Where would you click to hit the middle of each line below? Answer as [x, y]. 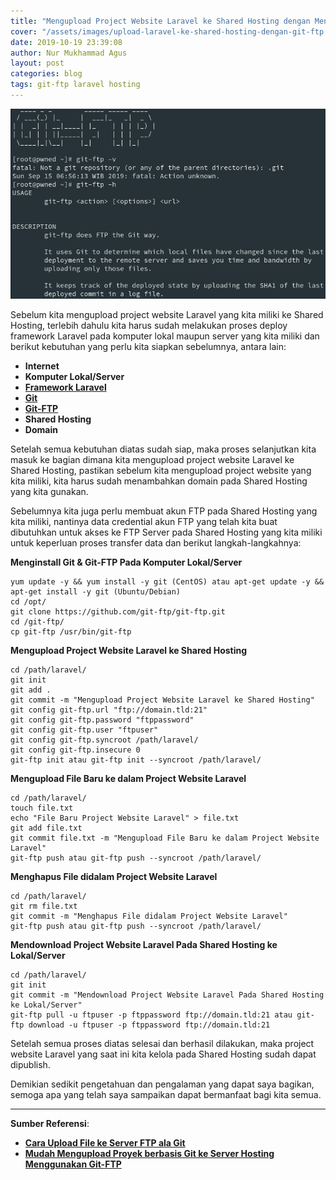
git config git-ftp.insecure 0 [75, 750]
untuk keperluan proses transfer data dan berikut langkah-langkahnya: [156, 543]
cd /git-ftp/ [37, 622]
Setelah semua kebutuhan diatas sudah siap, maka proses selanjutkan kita [163, 449]
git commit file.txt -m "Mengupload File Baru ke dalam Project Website [165, 838]
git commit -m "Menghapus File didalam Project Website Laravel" [149, 916]
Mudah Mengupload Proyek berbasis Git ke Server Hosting [149, 1154]
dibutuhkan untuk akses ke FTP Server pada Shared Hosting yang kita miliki [166, 532]
